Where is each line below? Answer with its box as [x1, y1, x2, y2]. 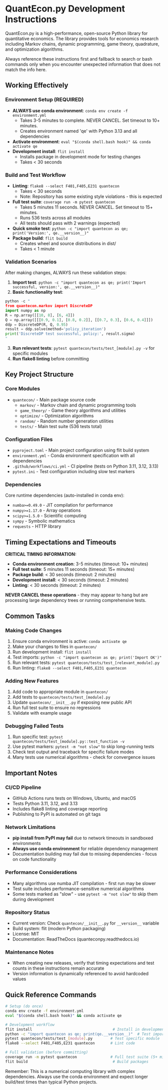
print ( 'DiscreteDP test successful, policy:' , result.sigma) [5, 331, 135, 336]
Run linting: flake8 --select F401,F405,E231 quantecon [12, 665, 126, 671]
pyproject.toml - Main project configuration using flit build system [12, 447, 149, 454]
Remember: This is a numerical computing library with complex [5, 1068, 135, 1074]
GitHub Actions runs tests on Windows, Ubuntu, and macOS [12, 795, 136, 801]
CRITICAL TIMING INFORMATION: [5, 551, 76, 557]
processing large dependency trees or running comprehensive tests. [5, 597, 146, 603]
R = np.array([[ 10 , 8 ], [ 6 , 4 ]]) [5, 313, 75, 318]
